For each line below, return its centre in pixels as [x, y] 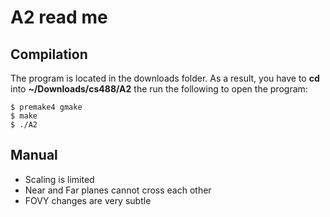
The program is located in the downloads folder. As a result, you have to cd [165, 78]
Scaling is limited [59, 179]
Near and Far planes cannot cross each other [118, 190]
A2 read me [59, 17]
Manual [34, 155]
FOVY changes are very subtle [88, 200]
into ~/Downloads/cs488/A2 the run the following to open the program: [159, 89]
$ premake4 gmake [46, 107]
